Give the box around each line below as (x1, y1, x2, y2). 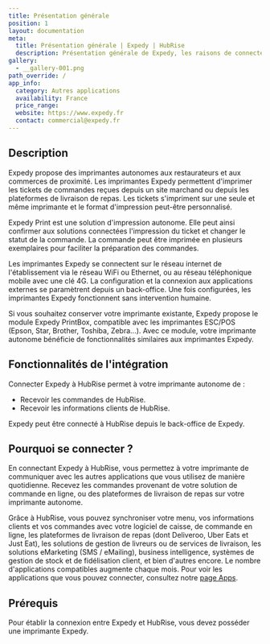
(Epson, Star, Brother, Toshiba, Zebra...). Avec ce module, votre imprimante (8, 325, 257, 335)
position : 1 (8, 19, 48, 27)
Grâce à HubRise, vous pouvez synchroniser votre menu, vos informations (8, 513, 255, 523)
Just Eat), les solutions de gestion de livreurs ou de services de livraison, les (8, 539, 262, 548)
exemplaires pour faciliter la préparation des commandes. (8, 243, 199, 253)
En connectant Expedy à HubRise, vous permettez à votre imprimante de (8, 464, 249, 473)
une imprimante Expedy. (8, 626, 89, 636)
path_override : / (8, 72, 67, 80)
